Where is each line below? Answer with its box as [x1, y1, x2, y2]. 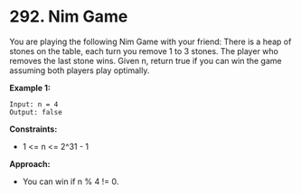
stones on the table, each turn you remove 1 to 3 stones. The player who [9, 45, 278, 56]
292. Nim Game [9, 6, 128, 27]
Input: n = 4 [9, 99, 59, 109]
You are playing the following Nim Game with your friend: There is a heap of [9, 36, 292, 47]
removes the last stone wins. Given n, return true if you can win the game [9, 55, 282, 66]
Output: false [9, 107, 63, 116]
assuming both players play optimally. [9, 65, 150, 76]
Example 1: [9, 82, 52, 93]
